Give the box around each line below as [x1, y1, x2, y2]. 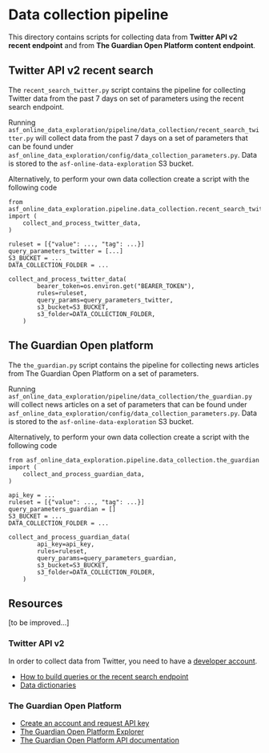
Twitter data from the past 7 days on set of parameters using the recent [8, 94, 244, 103]
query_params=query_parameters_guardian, [37, 554, 178, 562]
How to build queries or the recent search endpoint [19, 671, 189, 681]
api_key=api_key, [37, 540, 94, 548]
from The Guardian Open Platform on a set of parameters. [8, 368, 199, 378]
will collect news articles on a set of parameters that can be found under [8, 399, 247, 409]
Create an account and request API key [19, 718, 150, 727]
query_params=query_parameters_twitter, [37, 296, 174, 304]
